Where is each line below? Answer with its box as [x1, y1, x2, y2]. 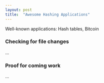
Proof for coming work [5, 62, 61, 69]
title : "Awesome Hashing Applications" [5, 12, 91, 17]
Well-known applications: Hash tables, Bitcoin [5, 25, 99, 31]
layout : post [5, 7, 32, 12]
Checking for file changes [5, 38, 69, 45]
